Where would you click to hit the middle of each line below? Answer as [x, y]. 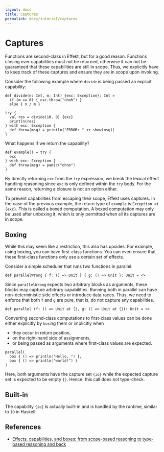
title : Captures [22, 14]
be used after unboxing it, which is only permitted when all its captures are [80, 214]
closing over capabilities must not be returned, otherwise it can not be [76, 62]
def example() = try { [28, 152]
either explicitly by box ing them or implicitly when [55, 323]
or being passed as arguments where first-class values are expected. [82, 343]
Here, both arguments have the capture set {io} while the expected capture [82, 374]
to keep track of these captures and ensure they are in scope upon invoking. [82, 72]
